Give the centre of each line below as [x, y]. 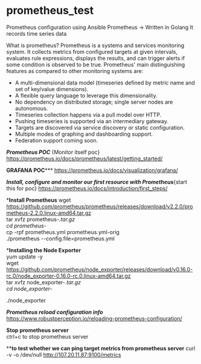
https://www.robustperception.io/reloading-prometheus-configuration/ [94, 318]
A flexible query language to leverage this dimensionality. [86, 95]
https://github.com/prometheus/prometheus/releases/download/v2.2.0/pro [100, 206]
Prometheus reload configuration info [55, 312]
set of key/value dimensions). [52, 89]
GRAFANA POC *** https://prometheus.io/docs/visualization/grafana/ [92, 170]
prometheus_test [50, 11]
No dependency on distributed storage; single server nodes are [94, 102]
